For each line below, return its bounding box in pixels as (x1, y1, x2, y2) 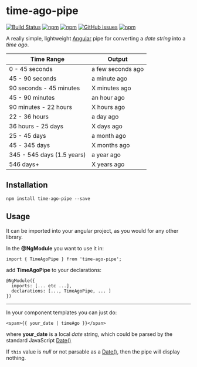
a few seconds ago (91, 64, 144, 73)
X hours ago (91, 103, 125, 111)
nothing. (6, 354, 26, 361)
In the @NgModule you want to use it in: (6, 244, 104, 252)
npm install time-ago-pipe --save (6, 195, 91, 202)
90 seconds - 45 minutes (9, 84, 80, 92)
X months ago (91, 141, 130, 149)
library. (6, 233, 23, 240)
